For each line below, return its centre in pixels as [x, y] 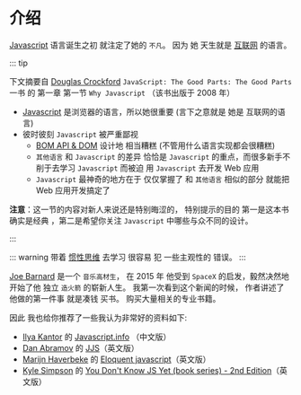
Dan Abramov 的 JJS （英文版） [80, 347]
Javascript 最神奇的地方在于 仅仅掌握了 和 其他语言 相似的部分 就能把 [163, 179]
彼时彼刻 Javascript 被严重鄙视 [80, 134]
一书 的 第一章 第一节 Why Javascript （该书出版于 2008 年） [122, 92]
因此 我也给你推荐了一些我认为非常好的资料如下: [98, 317]
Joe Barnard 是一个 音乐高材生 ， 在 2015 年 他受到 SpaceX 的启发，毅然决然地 [150, 276]
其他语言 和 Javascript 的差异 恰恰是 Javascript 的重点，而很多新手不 [163, 156]
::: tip [19, 63]
